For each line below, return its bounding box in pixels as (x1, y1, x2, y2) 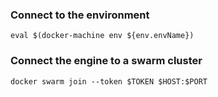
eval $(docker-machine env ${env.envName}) (10, 31, 195, 41)
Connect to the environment (10, 8, 150, 22)
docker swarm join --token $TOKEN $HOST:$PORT (10, 76, 208, 87)
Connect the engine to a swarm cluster (10, 54, 203, 68)
